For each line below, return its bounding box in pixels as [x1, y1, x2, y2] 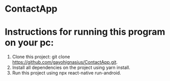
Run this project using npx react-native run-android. [12, 70, 122, 76]
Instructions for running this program [5, 26, 165, 38]
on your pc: [5, 37, 54, 49]
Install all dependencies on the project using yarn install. [12, 64, 130, 71]
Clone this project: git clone [12, 54, 70, 60]
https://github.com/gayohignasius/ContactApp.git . [12, 59, 118, 65]
